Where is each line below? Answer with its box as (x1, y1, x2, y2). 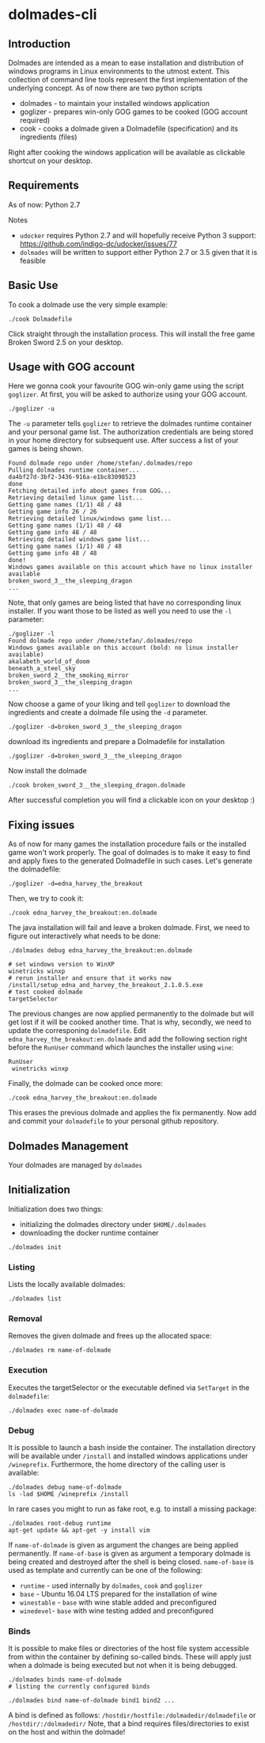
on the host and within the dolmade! (8, 1727, 126, 1737)
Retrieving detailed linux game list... (8, 494, 144, 502)
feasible (19, 256, 46, 265)
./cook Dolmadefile (8, 315, 73, 323)
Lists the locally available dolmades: (8, 1280, 126, 1289)
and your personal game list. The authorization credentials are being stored (8, 427, 254, 437)
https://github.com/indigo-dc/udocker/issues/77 (19, 239, 178, 249)
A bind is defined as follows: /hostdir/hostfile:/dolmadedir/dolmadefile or (8, 1711, 256, 1720)
